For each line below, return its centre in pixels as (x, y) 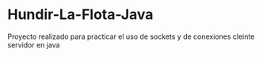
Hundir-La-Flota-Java (80, 15)
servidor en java (34, 44)
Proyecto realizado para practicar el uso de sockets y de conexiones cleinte (131, 36)
